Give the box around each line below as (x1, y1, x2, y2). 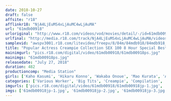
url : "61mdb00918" (5, 27, 44, 32)
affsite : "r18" (5, 17, 38, 22)
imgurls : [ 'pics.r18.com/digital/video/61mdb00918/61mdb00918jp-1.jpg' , (5, 83, 163, 88)
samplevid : (5, 41, 28, 46)
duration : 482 (5, 64, 36, 69)
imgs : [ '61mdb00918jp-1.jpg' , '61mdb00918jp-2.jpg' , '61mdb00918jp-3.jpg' (5, 88, 167, 93)
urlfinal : (5, 36, 26, 41)
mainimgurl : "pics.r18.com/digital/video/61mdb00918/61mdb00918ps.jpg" (5, 50, 160, 55)
